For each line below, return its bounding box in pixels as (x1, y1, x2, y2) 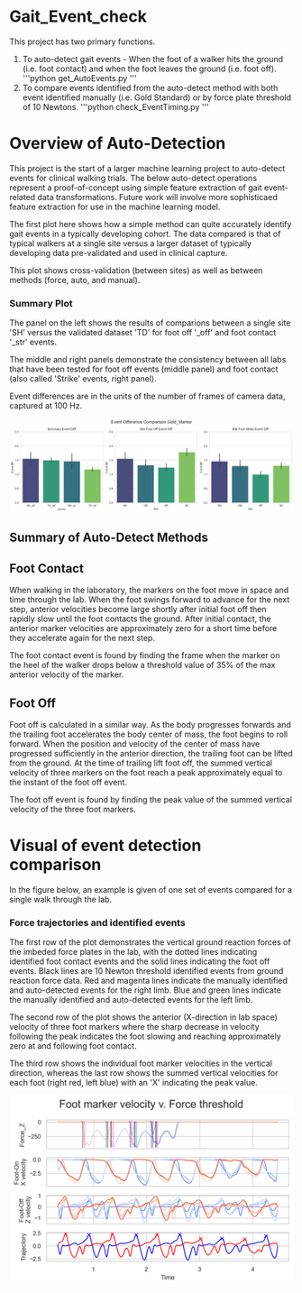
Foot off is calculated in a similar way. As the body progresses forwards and (9, 720, 291, 730)
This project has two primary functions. (9, 36, 156, 47)
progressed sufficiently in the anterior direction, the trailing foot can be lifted (9, 748, 293, 759)
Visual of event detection (9, 836, 202, 856)
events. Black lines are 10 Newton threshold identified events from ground (9, 966, 284, 977)
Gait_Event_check (9, 6, 147, 27)
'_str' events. (9, 336, 57, 348)
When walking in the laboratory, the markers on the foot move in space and (9, 584, 289, 596)
